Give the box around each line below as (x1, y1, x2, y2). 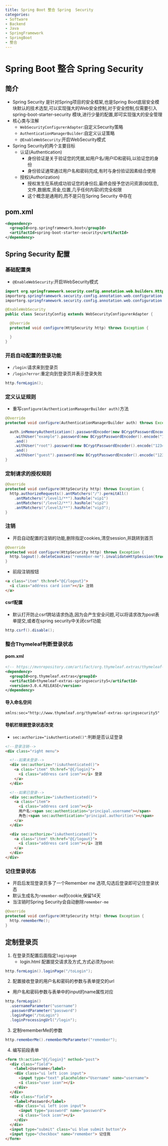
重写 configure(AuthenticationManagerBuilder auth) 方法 (12, 406, 129, 412)
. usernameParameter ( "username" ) (9, 1004, 77, 1009)
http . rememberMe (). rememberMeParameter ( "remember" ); (5, 1037, 117, 1042)
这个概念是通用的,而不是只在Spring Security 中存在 (27, 193, 132, 199)
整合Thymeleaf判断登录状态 (5, 640, 73, 647)
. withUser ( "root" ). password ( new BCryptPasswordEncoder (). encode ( (14, 443, 153, 449)
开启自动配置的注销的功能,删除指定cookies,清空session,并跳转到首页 (12, 535, 153, 541)
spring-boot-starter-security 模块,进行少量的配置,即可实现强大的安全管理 (12, 111, 162, 117)
